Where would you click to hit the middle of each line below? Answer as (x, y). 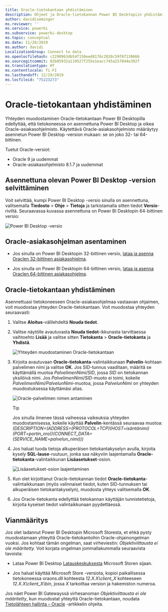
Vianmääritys (27, 520)
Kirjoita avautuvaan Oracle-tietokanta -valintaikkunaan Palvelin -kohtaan (87, 362)
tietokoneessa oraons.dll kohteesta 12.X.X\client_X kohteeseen (77, 578)
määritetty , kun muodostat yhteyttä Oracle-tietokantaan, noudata (72, 598)
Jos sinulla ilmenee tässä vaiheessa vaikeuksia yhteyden (71, 418)
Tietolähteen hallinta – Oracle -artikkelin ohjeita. (54, 604)
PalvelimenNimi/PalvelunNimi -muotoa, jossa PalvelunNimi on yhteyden (85, 383)
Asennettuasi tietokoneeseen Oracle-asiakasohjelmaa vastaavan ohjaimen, (82, 302)
